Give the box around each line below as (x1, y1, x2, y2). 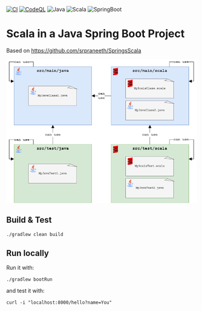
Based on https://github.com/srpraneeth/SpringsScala (6, 47, 142, 54)
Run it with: (6, 264, 34, 272)
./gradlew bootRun (6, 277, 53, 283)
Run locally (6, 248, 50, 258)
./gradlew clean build (6, 232, 64, 238)
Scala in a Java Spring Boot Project (6, 27, 185, 41)
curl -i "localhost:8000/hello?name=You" (6, 300, 112, 306)
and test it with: (6, 287, 45, 295)
